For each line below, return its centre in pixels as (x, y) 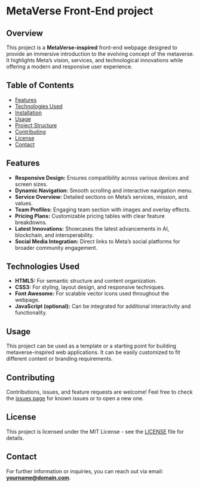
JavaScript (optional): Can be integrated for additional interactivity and (103, 306)
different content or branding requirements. (60, 359)
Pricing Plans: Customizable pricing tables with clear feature (90, 216)
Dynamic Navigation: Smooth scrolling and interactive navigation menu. (104, 190)
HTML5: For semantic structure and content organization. (86, 281)
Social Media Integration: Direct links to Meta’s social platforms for (97, 241)
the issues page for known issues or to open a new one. (75, 398)
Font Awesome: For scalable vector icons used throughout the (92, 294)
